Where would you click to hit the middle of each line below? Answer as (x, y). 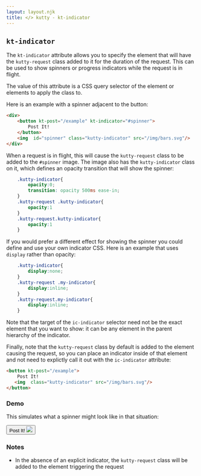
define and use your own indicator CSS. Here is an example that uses (92, 248)
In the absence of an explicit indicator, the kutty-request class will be (101, 460)
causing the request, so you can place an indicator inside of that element (97, 354)
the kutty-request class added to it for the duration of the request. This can (100, 62)
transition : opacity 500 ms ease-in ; (74, 191)
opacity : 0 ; (42, 185)
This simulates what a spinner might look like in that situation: (82, 417)
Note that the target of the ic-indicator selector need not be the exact (94, 323)
